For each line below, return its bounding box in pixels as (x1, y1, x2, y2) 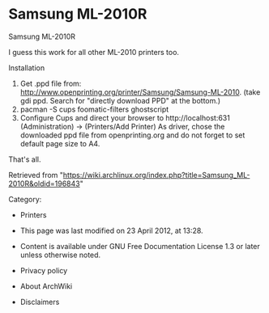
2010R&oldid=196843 (8, 179, 80, 188)
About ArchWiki (19, 281, 73, 291)
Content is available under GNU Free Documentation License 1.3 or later (19, 241, 261, 251)
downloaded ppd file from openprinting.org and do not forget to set (19, 130, 246, 140)
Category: (8, 194, 42, 204)
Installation (8, 62, 45, 73)
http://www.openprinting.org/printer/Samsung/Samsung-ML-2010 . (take (19, 87, 261, 97)
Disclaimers (19, 297, 60, 307)
